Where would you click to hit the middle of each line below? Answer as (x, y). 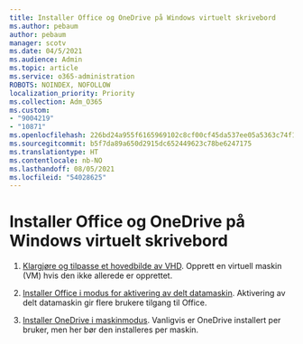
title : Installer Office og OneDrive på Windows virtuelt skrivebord (143, 18)
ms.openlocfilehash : (48, 135)
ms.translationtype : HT (54, 152)
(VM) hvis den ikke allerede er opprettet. (97, 275)
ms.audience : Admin (46, 60)
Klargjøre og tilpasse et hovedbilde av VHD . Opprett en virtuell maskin (152, 266)
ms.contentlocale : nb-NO (56, 160)
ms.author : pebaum (44, 26)
